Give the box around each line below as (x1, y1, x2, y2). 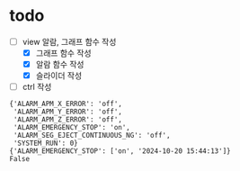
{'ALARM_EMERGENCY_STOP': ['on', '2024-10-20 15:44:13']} (9, 147, 231, 156)
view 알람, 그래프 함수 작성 (22, 36, 117, 47)
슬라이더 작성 (35, 70, 83, 81)
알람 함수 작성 (35, 59, 84, 70)
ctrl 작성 (22, 82, 52, 93)
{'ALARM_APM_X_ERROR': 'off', (9, 100, 123, 109)
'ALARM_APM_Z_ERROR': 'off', (13, 115, 123, 124)
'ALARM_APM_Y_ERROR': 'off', (13, 107, 123, 117)
